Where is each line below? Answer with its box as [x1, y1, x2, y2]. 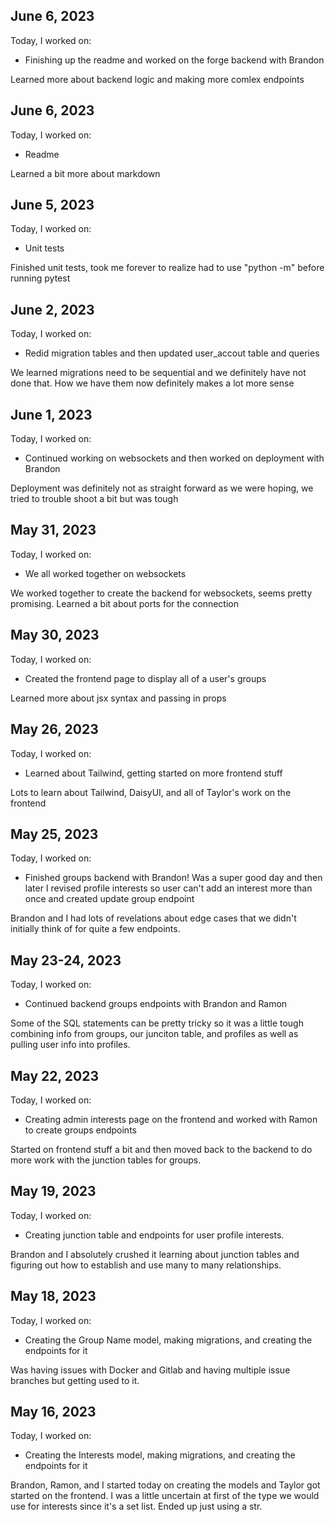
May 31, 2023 [10, 522, 97, 539]
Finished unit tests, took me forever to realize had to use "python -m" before [10, 262, 325, 274]
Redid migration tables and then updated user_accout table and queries [24, 347, 320, 359]
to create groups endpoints [24, 1124, 137, 1136]
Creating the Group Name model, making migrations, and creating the [24, 1334, 313, 1346]
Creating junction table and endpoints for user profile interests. [24, 1229, 285, 1241]
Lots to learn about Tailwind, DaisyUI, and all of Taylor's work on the [10, 786, 292, 798]
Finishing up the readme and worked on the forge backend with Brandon [24, 54, 325, 66]
